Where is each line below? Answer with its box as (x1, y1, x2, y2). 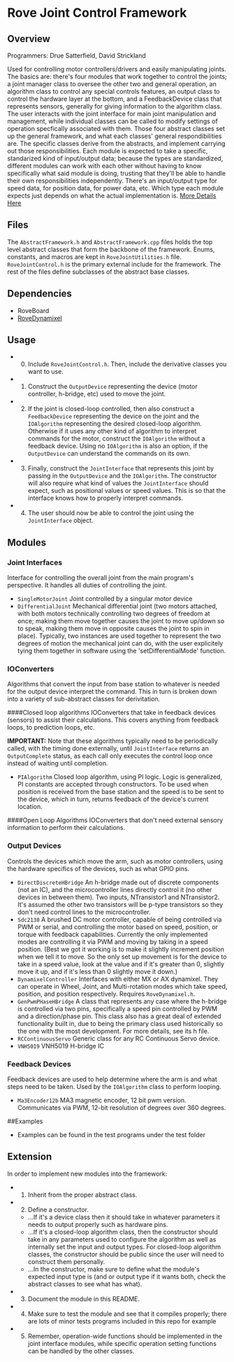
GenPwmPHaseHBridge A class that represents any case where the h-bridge (17, 996, 227, 1006)
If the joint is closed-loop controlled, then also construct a (27, 405, 195, 413)
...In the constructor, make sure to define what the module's (27, 1265, 200, 1273)
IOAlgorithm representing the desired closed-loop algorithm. (27, 419, 203, 428)
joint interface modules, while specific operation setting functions (27, 1339, 217, 1347)
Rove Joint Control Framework (7, 5, 187, 21)
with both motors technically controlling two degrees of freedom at (17, 609, 211, 618)
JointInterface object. (27, 516, 94, 524)
